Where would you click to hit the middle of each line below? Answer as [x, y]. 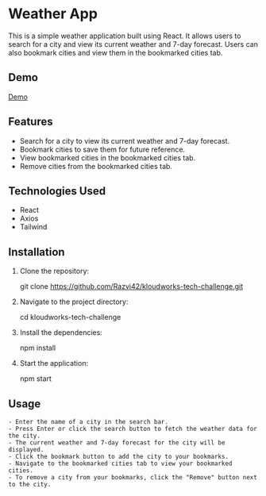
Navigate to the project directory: [74, 302]
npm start [35, 379]
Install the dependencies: [61, 333]
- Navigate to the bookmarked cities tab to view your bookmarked [120, 463]
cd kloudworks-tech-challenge [70, 317]
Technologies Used [57, 191]
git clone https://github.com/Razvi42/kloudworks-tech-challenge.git [131, 286]
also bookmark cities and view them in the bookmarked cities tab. [116, 52]
